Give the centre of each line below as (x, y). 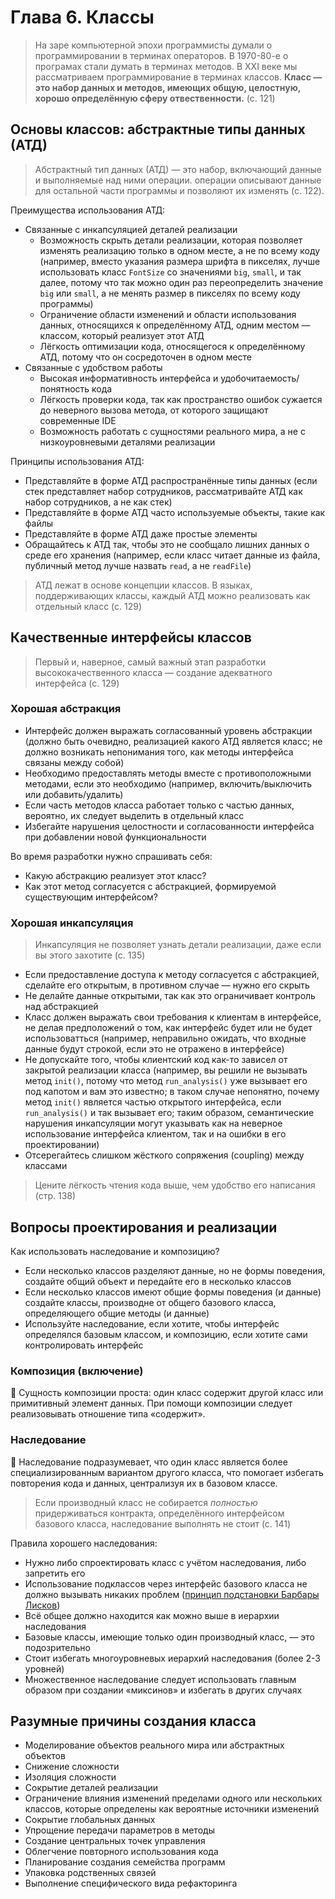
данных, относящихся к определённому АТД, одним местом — (175, 325)
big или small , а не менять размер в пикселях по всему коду (170, 293)
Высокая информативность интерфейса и (129, 378)
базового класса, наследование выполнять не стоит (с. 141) (163, 1523)
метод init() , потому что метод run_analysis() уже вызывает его (166, 1081)
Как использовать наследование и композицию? (115, 1251)
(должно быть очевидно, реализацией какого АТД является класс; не (173, 741)
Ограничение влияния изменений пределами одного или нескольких (173, 1798)
